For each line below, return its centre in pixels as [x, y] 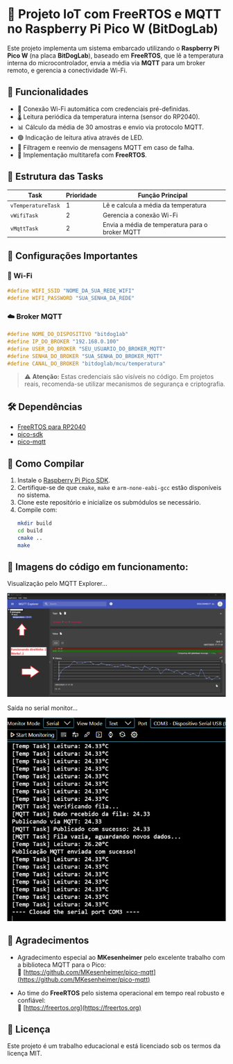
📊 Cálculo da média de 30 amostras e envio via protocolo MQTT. [111, 127]
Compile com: [37, 510]
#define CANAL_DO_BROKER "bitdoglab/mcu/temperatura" [87, 364]
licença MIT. [25, 1054]
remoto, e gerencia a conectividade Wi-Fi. [67, 70]
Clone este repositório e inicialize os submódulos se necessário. [109, 503]
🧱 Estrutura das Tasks [55, 177]
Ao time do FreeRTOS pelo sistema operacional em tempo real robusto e [121, 993]
